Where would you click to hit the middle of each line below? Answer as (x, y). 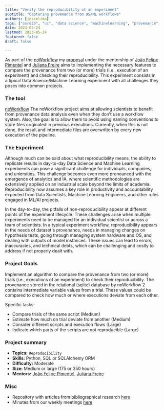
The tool (15, 98)
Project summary (26, 342)
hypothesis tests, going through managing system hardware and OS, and (79, 235)
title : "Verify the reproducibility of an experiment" (62, 10)
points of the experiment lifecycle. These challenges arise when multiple (78, 215)
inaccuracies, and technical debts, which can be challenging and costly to (79, 246)
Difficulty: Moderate (33, 363)
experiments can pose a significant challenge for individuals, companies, (78, 169)
